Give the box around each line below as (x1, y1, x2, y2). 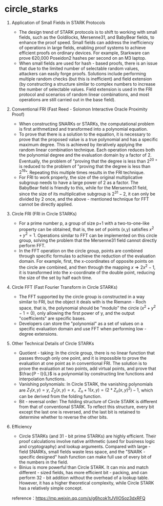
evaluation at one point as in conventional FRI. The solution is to (19, 360, 147, 366)
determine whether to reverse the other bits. (19, 414, 108, 420)
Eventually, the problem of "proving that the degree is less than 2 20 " (19, 157, 158, 164)
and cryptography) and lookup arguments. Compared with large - (19, 443, 151, 449)
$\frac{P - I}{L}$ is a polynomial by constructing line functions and (19, 370, 153, 376)
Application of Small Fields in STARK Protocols (11, 20, 105, 25)
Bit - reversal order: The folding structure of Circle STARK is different (19, 398, 157, 404)
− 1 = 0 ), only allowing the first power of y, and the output (19, 310, 135, 316)
